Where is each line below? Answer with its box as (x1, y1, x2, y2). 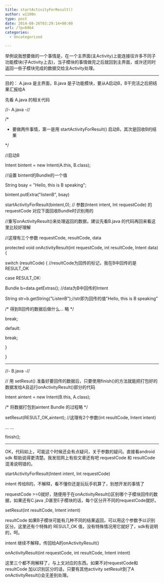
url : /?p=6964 (5, 26, 34, 30)
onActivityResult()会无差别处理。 (5, 572, 71, 578)
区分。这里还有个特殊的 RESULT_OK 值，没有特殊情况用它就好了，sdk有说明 (5, 523, 159, 529)
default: (5, 325, 21, 331)
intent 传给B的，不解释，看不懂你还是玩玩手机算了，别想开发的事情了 (5, 480, 145, 486)
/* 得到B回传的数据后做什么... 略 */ (5, 306, 74, 312)
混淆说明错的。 (5, 461, 35, 467)
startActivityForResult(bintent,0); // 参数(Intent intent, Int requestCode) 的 (5, 202, 152, 208)
